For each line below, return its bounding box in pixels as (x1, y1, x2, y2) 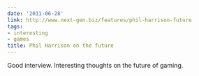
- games (7, 36, 30, 43)
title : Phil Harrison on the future (7, 42, 114, 49)
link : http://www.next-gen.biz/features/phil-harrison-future (7, 17, 192, 23)
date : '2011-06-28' (7, 10, 64, 17)
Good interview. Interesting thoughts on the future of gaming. (7, 61, 184, 69)
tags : (7, 23, 23, 30)
